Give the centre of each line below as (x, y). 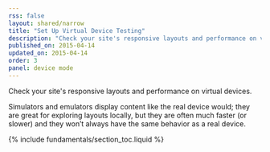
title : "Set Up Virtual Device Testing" (77, 31)
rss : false (27, 16)
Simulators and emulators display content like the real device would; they (129, 106)
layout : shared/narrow (46, 23)
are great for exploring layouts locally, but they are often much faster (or (128, 115)
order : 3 (23, 61)
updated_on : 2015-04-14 (48, 53)
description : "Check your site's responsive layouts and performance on (133, 38)
